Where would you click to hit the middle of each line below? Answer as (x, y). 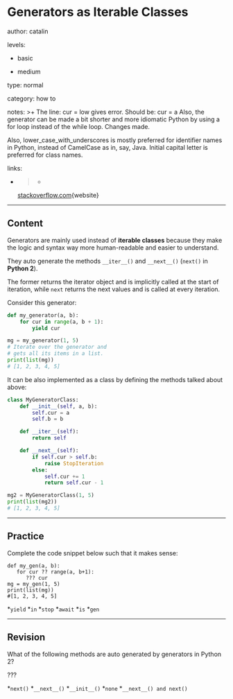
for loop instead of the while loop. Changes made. (79, 126)
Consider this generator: (42, 302)
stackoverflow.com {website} (58, 195)
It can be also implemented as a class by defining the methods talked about (115, 379)
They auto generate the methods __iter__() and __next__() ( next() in (107, 261)
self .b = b (48, 419)
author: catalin (28, 31)
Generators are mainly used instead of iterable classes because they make (115, 240)
